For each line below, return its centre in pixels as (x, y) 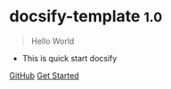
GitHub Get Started (44, 75)
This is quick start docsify (69, 58)
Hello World (53, 41)
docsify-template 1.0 (86, 16)
